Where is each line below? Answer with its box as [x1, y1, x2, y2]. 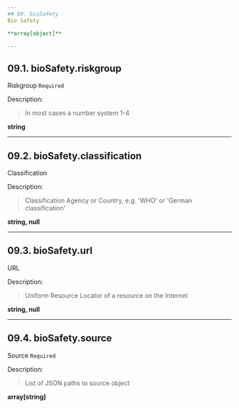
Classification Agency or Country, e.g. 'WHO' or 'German [24, 196, 193, 205]
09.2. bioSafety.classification [7, 150, 142, 162]
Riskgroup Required [7, 81, 65, 90]
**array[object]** [7, 30, 62, 37]
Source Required [7, 351, 56, 360]
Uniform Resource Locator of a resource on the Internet [24, 291, 188, 299]
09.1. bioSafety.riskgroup [7, 62, 122, 75]
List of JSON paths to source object [24, 378, 130, 387]
